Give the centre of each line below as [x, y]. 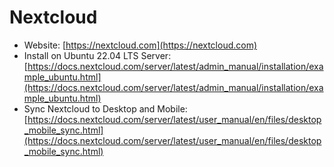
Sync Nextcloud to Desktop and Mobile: [105, 108]
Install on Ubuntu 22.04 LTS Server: [97, 55]
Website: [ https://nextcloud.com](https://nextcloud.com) [140, 45]
